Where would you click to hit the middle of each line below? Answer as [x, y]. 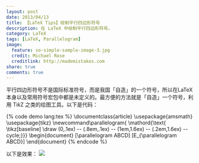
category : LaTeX [26, 34]
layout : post [22, 12]
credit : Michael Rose [38, 56]
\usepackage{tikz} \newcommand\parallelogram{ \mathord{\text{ [86, 123]
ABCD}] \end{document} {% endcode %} [57, 142]
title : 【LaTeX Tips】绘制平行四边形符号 [53, 23]
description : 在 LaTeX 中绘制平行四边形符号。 [59, 28]
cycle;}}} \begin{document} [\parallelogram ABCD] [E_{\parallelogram [91, 135]
